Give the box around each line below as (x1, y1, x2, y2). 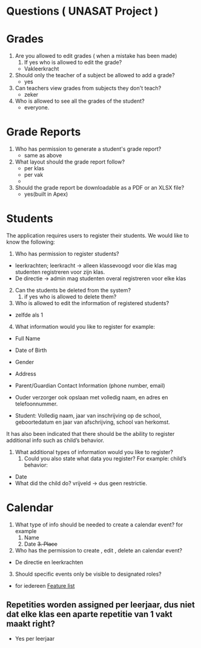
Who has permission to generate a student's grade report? (15, 145, 162, 153)
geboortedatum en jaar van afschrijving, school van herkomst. (15, 418, 171, 426)
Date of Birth (15, 346, 47, 354)
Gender (15, 359, 35, 365)
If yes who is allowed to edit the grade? (24, 59, 122, 66)
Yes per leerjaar (15, 635, 55, 642)
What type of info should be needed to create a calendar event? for (15, 521, 183, 528)
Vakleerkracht (24, 65, 59, 72)
